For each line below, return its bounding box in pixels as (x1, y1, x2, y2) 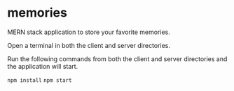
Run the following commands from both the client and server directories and (7, 54, 228, 63)
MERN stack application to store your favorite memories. (7, 28, 170, 36)
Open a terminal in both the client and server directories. (7, 41, 170, 49)
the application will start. (7, 62, 78, 70)
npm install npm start (7, 76, 72, 84)
